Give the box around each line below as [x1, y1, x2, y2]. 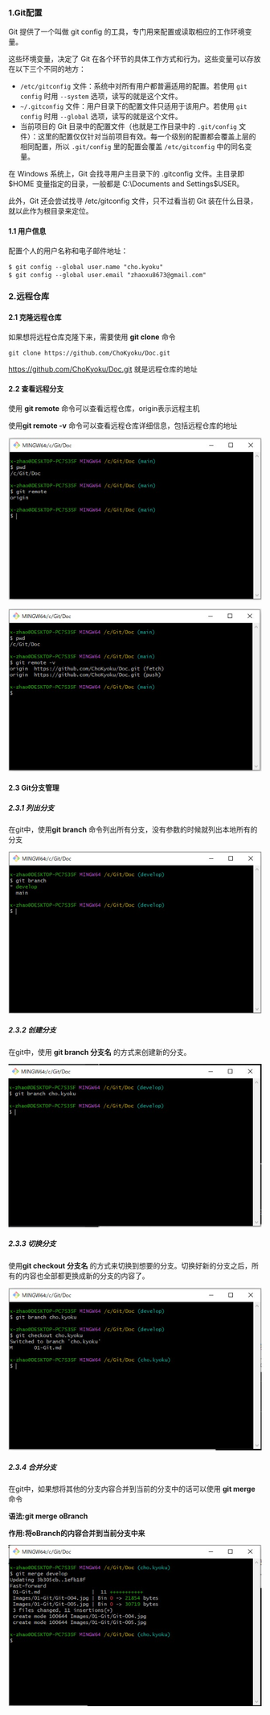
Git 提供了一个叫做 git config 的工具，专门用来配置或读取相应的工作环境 [8, 27, 245, 37]
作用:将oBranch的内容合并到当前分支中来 [8, 1528, 145, 1538]
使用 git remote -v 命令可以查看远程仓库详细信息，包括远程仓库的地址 [8, 421, 238, 430]
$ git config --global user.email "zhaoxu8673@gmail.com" [8, 271, 207, 279]
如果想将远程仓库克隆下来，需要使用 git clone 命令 [8, 332, 176, 342]
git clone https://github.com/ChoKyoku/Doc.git [8, 349, 171, 357]
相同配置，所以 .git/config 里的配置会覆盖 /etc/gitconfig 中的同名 [19, 142, 245, 152]
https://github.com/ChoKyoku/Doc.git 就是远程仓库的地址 [8, 364, 198, 374]
